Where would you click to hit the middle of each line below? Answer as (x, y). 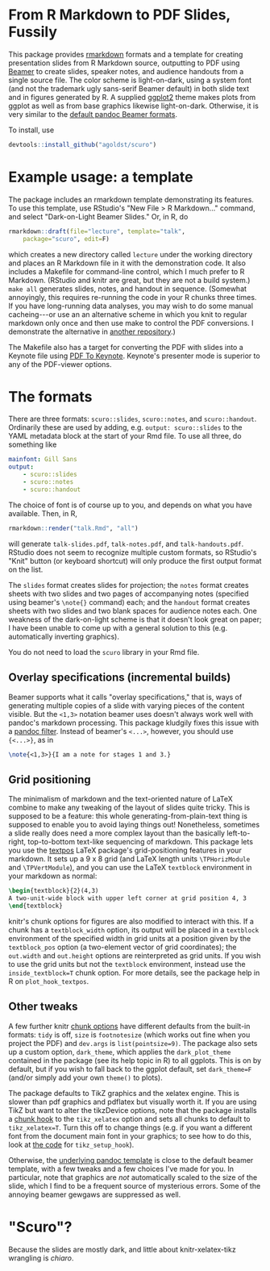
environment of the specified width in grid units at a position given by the (130, 938)
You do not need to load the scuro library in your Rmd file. (104, 652)
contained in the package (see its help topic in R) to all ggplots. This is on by (135, 1060)
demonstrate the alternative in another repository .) (92, 331)
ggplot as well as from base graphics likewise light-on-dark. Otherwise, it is (134, 106)
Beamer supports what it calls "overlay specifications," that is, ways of (125, 697)
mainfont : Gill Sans (43, 460)
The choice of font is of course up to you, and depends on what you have (130, 505)
